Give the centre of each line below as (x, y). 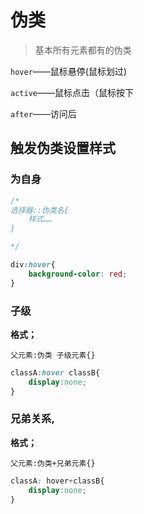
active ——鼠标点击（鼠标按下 (72, 92)
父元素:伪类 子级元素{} (53, 355)
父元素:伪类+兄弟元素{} (53, 463)
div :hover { (33, 265)
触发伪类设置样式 (63, 148)
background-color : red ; (78, 274)
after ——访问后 (43, 113)
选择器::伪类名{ (39, 210)
